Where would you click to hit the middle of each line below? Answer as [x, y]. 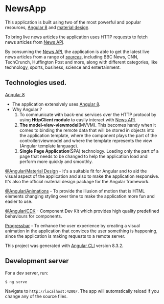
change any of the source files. [36, 296]
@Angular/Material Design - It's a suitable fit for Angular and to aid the [76, 171]
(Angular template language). [49, 146]
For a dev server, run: [27, 273]
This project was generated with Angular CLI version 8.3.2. [64, 246]
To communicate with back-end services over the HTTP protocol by [88, 114]
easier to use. [19, 201]
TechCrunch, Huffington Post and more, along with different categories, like [81, 62]
